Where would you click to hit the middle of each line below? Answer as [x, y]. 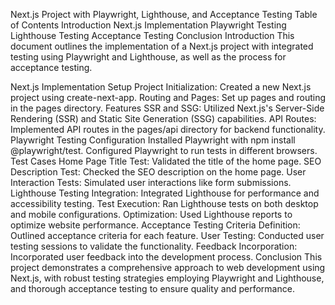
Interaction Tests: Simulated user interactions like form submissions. [151, 182]
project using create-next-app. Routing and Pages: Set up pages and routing [168, 97]
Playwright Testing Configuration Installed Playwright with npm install [153, 140]
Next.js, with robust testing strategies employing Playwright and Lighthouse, [167, 278]
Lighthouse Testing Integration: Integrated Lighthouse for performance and [165, 193]
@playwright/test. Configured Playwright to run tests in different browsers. [164, 150]
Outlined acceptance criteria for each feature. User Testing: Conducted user [167, 235]
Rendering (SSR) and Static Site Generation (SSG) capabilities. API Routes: [163, 118]
